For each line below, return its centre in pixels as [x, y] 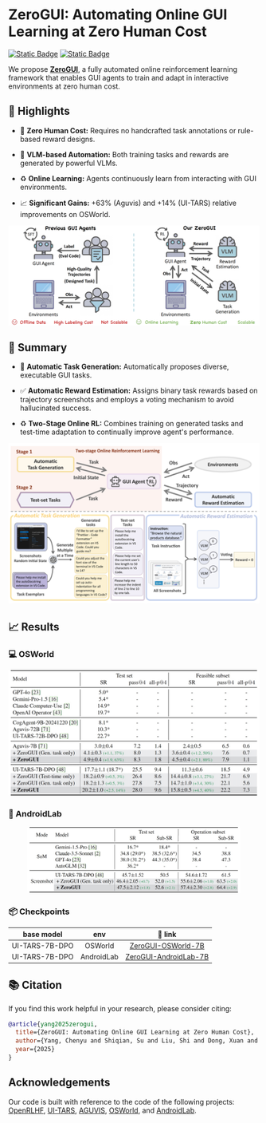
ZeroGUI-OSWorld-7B [167, 945]
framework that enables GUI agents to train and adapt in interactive [119, 77]
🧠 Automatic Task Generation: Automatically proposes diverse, [124, 367]
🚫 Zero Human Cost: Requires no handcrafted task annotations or [128, 130]
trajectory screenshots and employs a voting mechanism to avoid [127, 400]
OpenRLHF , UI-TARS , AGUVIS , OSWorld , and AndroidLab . [102, 1110]
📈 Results [34, 627]
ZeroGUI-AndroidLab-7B [167, 957]
